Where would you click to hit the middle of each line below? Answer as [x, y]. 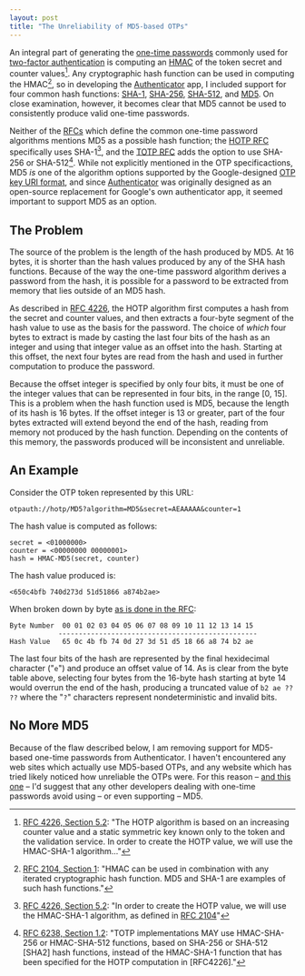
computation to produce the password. [82, 366]
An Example [44, 471]
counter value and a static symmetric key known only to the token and [154, 831]
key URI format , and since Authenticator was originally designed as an [141, 182]
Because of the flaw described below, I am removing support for [130, 748]
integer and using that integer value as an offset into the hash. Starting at [146, 347]
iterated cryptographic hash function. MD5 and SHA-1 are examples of [154, 878]
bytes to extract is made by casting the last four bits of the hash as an [140, 337]
